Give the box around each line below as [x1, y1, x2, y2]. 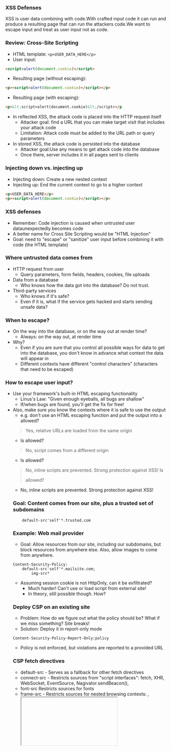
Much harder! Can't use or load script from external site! [28, 585, 146, 592]
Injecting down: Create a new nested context [12, 176, 107, 182]
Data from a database [12, 276, 59, 283]
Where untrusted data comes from [5, 254, 93, 262]
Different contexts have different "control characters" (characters [20, 361, 158, 367]
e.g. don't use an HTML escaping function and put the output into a [20, 412, 162, 418]
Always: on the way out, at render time [20, 334, 102, 340]
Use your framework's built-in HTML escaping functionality [12, 390, 138, 397]
